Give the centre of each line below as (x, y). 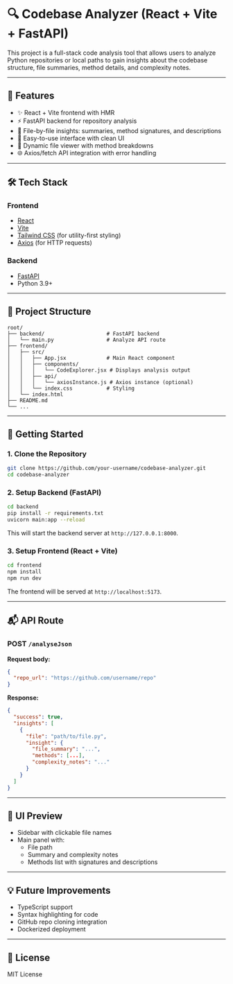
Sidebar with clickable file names (64, 833)
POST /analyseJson (40, 644)
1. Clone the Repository (47, 454)
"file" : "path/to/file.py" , (66, 736)
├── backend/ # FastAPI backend (83, 334)
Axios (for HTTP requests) (54, 243)
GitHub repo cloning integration (62, 922)
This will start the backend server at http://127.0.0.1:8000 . (93, 533)
